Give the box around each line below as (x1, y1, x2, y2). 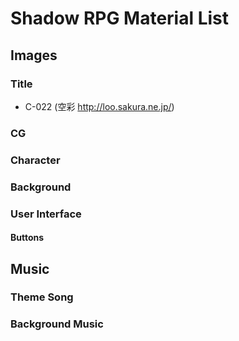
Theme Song (10, 290, 74, 304)
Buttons (10, 232, 45, 244)
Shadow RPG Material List (10, 7, 230, 30)
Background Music (10, 317, 104, 331)
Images (10, 47, 58, 64)
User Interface (10, 207, 82, 221)
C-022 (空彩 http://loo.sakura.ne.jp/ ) (24, 100, 175, 112)
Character (10, 153, 61, 167)
